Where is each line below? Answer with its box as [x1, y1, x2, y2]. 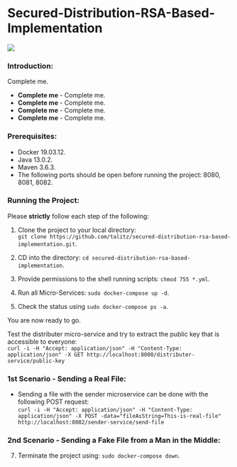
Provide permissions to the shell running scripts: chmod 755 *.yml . [17, 274, 211, 283]
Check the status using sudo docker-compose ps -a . [17, 302, 169, 310]
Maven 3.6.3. [17, 162, 56, 172]
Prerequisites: [7, 132, 57, 142]
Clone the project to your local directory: [17, 226, 136, 234]
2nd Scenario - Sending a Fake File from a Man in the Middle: [7, 436, 221, 446]
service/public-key [7, 357, 65, 364]
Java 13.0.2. [17, 155, 53, 164]
